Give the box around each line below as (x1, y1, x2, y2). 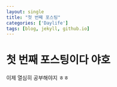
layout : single (6, 8, 44, 15)
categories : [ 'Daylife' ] (6, 20, 68, 26)
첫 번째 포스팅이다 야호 (6, 53, 111, 67)
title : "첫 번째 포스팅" (6, 14, 61, 20)
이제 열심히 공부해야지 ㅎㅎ (6, 74, 69, 82)
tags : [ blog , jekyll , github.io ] (6, 25, 90, 32)
